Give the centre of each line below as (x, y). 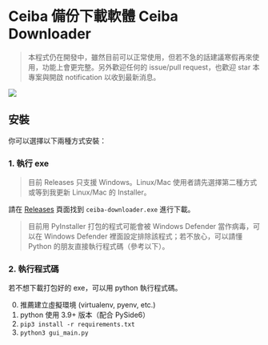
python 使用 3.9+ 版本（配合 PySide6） (85, 315)
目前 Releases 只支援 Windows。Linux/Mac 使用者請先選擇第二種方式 (142, 183)
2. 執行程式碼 (34, 269)
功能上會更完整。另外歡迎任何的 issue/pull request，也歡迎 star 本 (151, 67)
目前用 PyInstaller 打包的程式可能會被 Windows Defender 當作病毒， (140, 227)
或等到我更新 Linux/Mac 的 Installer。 (89, 192)
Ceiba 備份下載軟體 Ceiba (93, 16)
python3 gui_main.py (54, 333)
